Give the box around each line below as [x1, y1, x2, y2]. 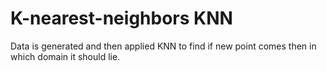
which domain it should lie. [10, 50, 121, 62]
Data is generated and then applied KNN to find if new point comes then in [10, 40, 317, 52]
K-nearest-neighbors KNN [10, 7, 233, 30]
